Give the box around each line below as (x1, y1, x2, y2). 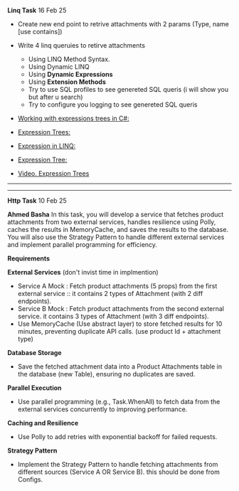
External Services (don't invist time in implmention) (7, 268, 159, 276)
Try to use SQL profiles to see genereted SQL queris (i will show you (28, 85, 229, 93)
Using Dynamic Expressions (28, 70, 113, 78)
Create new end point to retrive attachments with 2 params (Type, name (17, 20, 229, 28)
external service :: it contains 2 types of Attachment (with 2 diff (17, 290, 203, 297)
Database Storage (7, 349, 62, 357)
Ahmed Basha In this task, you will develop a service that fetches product (7, 210, 224, 218)
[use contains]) (17, 28, 63, 36)
